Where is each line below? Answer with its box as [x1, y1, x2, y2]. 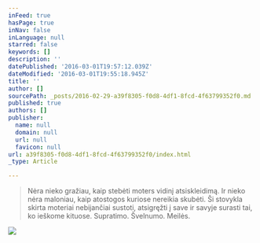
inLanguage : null [8, 33, 65, 42]
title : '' [8, 77, 41, 85]
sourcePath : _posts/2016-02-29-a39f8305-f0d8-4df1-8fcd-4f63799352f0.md [8, 92, 251, 100]
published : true [8, 99, 61, 107]
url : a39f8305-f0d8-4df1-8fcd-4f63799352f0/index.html [8, 150, 192, 158]
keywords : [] [8, 48, 51, 56]
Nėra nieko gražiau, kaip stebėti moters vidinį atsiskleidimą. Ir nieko [27, 186, 246, 196]
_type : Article [8, 158, 58, 166]
